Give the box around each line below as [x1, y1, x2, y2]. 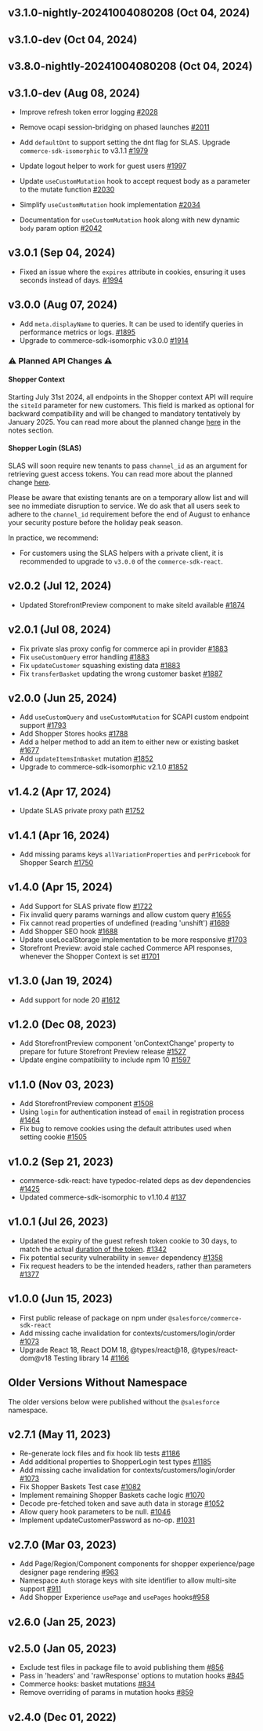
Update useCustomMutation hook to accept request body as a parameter [19, 176, 250, 185]
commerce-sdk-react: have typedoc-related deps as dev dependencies [19, 1176, 251, 1185]
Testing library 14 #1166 [53, 1353, 130, 1363]
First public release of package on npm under [19, 1313, 167, 1322]
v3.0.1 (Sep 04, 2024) [8, 247, 116, 260]
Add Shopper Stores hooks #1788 [19, 729, 128, 739]
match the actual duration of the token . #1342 [19, 1244, 167, 1254]
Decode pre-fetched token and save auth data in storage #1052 [19, 1499, 225, 1508]
